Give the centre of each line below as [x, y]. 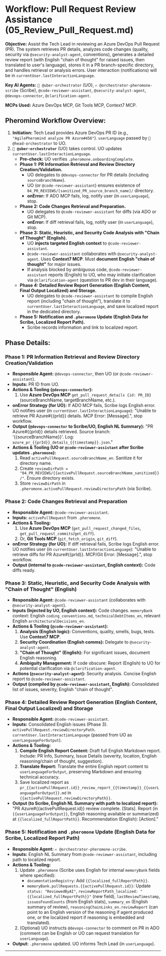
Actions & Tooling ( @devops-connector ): [52, 390]
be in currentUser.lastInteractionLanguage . [50, 75]
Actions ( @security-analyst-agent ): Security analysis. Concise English [84, 674]
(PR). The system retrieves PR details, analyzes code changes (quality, [77, 49]
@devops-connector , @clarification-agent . [48, 96]
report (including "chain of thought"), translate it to [79, 301]
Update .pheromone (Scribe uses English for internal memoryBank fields [90, 870]
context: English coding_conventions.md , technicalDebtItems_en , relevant [86, 616]
